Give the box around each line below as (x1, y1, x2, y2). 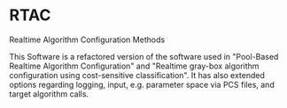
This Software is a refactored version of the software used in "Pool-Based (9, 51, 279, 61)
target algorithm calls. (9, 89, 89, 99)
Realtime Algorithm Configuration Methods (9, 34, 166, 45)
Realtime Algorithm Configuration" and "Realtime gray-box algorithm (9, 61, 260, 71)
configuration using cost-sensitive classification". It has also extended (9, 69, 266, 80)
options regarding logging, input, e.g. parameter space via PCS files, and (9, 79, 275, 90)
